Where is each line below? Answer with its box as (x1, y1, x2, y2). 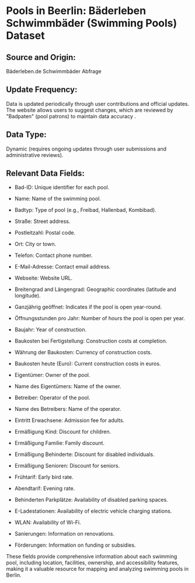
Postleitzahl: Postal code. (14, 229, 76, 236)
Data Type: (6, 130, 47, 140)
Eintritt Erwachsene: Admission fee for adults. (14, 417, 124, 424)
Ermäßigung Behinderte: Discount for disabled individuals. (14, 451, 155, 458)
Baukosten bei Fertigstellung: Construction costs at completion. (14, 338, 168, 345)
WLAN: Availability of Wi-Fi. (14, 519, 81, 526)
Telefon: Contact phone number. (14, 252, 93, 259)
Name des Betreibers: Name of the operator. (14, 406, 121, 413)
